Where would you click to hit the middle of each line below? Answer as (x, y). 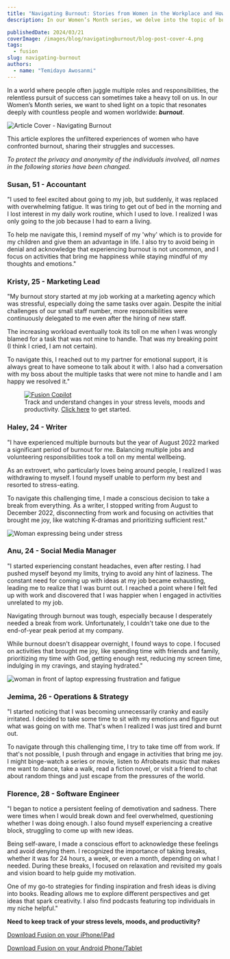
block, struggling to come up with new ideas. (71, 831)
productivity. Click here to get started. (78, 409)
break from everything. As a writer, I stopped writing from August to (103, 505)
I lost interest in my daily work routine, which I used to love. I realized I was (112, 214)
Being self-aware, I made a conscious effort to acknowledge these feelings (113, 844)
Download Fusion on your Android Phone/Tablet (75, 948)
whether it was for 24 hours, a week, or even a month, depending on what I (113, 859)
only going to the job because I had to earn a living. (79, 221)
